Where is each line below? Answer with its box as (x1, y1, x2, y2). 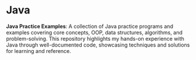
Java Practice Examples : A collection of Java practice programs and (6, 23, 174, 30)
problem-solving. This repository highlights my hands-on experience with (6, 35, 184, 42)
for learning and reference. (6, 47, 72, 54)
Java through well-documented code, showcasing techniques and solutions (6, 41, 190, 48)
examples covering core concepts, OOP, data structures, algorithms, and (6, 29, 183, 36)
